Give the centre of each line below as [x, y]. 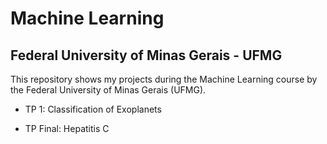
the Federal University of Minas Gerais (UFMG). [108, 90]
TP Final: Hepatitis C [67, 128]
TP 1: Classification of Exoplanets [93, 109]
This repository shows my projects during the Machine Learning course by [164, 79]
